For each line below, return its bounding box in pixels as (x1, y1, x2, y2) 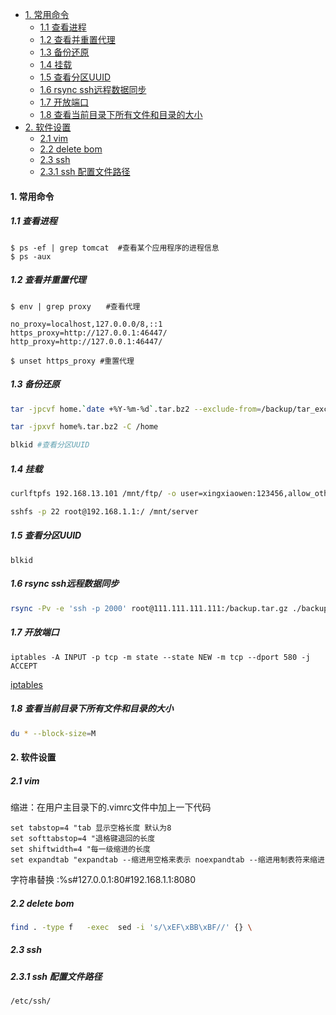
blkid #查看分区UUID (10, 440, 90, 450)
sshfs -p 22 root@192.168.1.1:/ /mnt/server (10, 506, 199, 517)
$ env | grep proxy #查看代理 (10, 301, 141, 312)
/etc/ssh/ (10, 996, 52, 1007)
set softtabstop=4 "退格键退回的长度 (10, 834, 156, 844)
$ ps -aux (10, 251, 52, 262)
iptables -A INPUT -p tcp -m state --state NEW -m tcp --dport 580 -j (10, 652, 311, 662)
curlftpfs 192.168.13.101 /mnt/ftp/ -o (10, 489, 177, 499)
